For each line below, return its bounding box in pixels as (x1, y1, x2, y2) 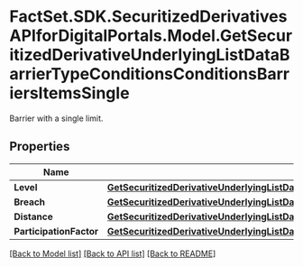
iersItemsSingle (9, 83, 130, 104)
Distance (14, 210, 53, 223)
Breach (14, 196, 46, 208)
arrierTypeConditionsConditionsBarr (9, 64, 290, 85)
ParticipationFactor (14, 225, 99, 237)
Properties (9, 139, 70, 154)
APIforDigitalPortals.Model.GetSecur (9, 25, 293, 46)
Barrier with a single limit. (9, 113, 104, 124)
